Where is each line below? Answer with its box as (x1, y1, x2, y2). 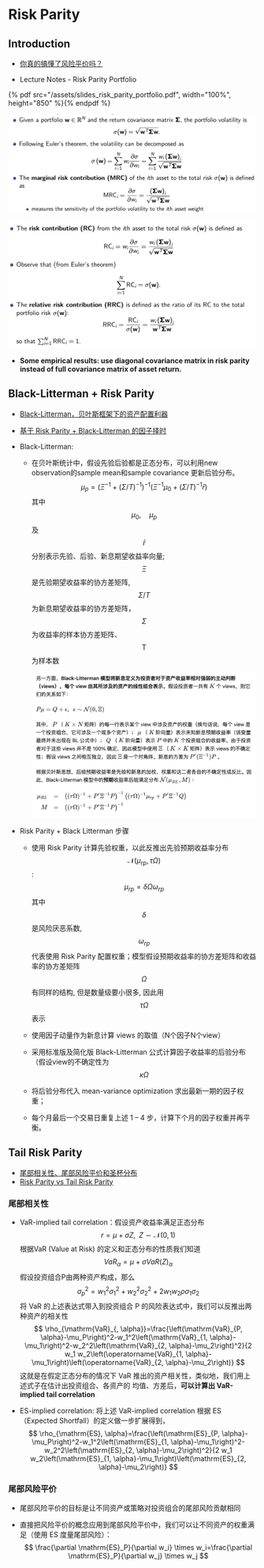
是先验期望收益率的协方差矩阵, (31, 577, 131, 587)
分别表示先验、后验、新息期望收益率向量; (31, 551, 165, 561)
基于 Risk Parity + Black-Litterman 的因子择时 (19, 426, 167, 435)
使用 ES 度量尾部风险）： (33, 1529, 113, 1539)
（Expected (19, 1416, 58, 1426)
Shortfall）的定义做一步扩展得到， (58, 1416, 169, 1426)
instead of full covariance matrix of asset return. (19, 364, 182, 373)
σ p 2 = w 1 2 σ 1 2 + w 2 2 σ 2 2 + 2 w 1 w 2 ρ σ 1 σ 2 (76, 1285, 199, 1298)
